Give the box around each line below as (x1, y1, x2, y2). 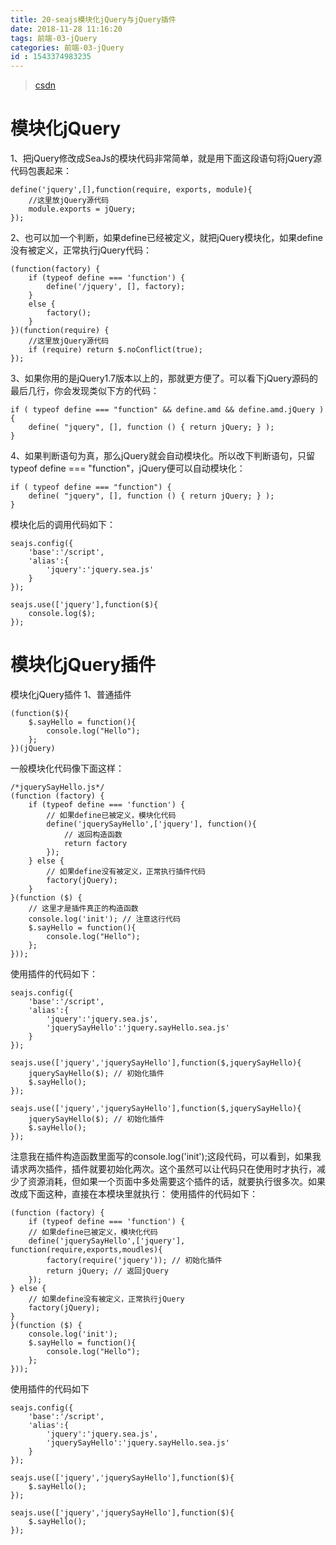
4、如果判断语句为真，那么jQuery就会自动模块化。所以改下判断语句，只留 (10, 450, 315, 462)
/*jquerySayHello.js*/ (10, 782, 105, 792)
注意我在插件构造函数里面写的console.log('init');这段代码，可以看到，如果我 (10, 1151, 322, 1162)
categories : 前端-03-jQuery (10, 42, 125, 53)
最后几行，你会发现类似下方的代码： (10, 385, 160, 397)
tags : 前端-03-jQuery (10, 33, 98, 43)
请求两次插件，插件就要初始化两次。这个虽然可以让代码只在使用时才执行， (10, 1163, 317, 1175)
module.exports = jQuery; (28, 204, 137, 215)
